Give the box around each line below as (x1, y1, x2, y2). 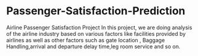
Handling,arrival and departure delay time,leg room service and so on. (6, 43, 180, 50)
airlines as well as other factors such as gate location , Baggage (6, 36, 165, 43)
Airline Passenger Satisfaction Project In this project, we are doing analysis (6, 24, 193, 31)
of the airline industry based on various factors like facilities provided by (6, 30, 186, 37)
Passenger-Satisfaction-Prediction (6, 4, 186, 18)
